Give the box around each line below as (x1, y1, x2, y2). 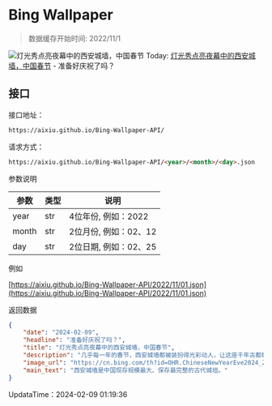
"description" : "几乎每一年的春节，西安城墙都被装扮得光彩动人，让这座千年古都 (23, 351, 261, 359)
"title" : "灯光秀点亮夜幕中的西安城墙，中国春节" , (23, 344, 176, 352)
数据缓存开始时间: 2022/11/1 (28, 33, 121, 43)
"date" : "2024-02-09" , (23, 328, 100, 337)
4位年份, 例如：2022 (68, 211, 149, 222)
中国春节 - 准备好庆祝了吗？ (22, 61, 116, 71)
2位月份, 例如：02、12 (68, 225, 157, 237)
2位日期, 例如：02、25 (68, 241, 157, 252)
